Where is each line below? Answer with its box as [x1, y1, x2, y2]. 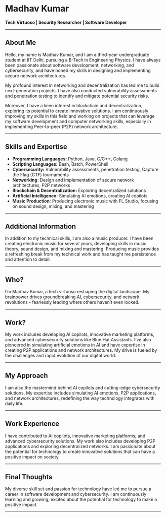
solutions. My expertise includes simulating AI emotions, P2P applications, [5, 390, 157, 396]
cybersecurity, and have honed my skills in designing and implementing [5, 67, 151, 73]
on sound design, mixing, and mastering [12, 203, 94, 209]
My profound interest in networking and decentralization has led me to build [5, 82, 160, 88]
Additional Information [5, 222, 76, 231]
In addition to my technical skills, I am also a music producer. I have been [5, 235, 154, 241]
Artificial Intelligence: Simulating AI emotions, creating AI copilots [12, 193, 148, 198]
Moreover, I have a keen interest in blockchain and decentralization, [5, 102, 143, 108]
